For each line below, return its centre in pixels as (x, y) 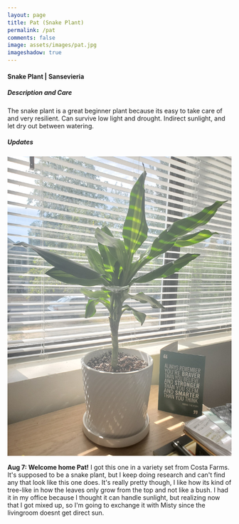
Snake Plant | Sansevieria (46, 76)
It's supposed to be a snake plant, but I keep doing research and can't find (116, 475)
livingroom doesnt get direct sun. (56, 513)
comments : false (31, 38)
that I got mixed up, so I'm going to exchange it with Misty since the (106, 505)
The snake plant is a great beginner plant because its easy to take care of (115, 111)
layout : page (27, 15)
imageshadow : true (34, 53)
